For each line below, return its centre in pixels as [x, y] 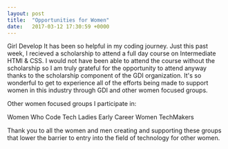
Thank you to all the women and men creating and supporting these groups [114, 131]
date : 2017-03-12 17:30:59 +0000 [58, 26]
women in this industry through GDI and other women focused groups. [108, 90]
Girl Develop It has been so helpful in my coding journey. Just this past [108, 46]
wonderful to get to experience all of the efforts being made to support [108, 83]
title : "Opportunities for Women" [58, 20]
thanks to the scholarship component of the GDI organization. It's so [104, 76]
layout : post [26, 14]
